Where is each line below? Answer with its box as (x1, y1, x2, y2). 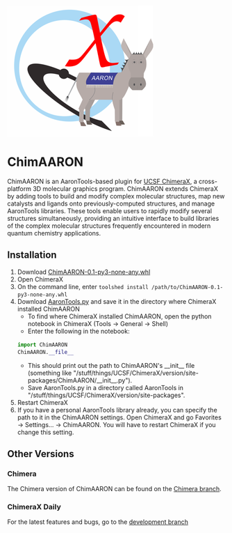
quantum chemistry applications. (7, 229, 101, 237)
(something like (27, 369, 72, 377)
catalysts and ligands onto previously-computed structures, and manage (7, 199, 215, 208)
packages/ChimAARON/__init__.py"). (27, 376, 133, 385)
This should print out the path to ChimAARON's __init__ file (27, 361, 195, 369)
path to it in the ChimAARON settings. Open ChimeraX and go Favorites (17, 413, 222, 422)
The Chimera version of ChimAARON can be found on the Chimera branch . (7, 485, 222, 493)
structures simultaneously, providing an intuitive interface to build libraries (7, 214, 219, 222)
